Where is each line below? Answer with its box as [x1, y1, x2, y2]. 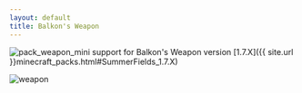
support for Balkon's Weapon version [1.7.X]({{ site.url [92, 46, 294, 57]
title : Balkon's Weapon [9, 22, 100, 31]
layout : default [9, 13, 71, 23]
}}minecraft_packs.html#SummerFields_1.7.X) [9, 56, 179, 67]
